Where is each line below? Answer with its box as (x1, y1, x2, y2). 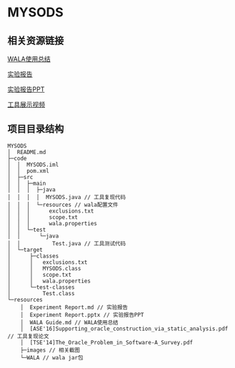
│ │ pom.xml (7, 167, 50, 175)
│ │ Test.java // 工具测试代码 (7, 240, 126, 247)
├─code (7, 155, 27, 162)
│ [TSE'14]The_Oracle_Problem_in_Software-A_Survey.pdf (20, 339, 194, 346)
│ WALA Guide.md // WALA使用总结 (20, 319, 119, 326)
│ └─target (7, 246, 43, 253)
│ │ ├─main (7, 180, 46, 187)
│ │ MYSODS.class (7, 265, 81, 272)
